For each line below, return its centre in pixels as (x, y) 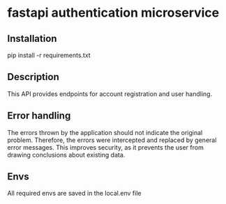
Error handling (39, 116)
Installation (32, 39)
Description (33, 77)
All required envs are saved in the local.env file (74, 194)
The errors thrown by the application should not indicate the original (105, 132)
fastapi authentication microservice (113, 13)
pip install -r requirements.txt (49, 55)
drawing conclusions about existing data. (66, 155)
